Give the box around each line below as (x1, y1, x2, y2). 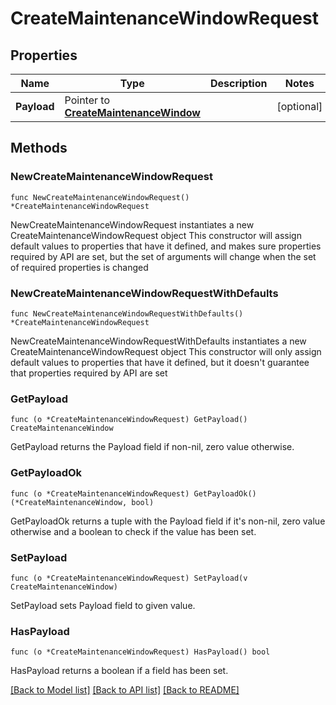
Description (209, 77, 268, 90)
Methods (10, 140, 68, 157)
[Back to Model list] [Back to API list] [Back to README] (10, 684, 240, 696)
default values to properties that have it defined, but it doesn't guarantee (10, 356, 310, 368)
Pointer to (64, 93, 110, 107)
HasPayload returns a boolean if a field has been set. (10, 665, 229, 677)
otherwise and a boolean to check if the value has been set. (10, 525, 257, 537)
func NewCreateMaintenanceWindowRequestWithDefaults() (10, 308, 244, 319)
